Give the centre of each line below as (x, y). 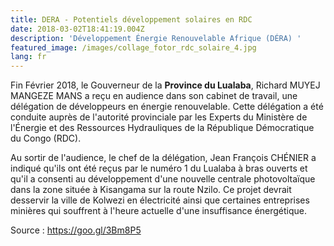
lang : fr (28, 57)
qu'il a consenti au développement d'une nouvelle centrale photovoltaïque (163, 179)
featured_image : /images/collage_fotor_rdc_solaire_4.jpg (133, 47)
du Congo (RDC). (46, 138)
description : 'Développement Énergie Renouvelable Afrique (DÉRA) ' (156, 38)
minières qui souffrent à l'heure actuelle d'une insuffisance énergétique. (159, 211)
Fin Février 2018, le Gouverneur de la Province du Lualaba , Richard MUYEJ (165, 85)
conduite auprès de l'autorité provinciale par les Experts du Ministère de (159, 117)
